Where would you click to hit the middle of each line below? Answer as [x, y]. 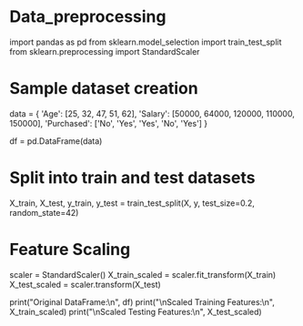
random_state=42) [44, 212]
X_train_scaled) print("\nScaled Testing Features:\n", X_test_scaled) [136, 311]
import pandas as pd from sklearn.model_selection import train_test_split [146, 42]
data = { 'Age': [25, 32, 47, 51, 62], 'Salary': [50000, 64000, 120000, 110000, [152, 113]
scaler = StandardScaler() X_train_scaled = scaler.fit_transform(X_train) [143, 274]
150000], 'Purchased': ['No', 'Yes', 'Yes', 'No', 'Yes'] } [109, 123]
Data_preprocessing [88, 17]
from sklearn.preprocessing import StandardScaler [105, 51]
